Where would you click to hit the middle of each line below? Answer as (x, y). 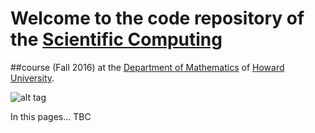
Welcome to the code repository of (157, 18)
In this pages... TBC (51, 116)
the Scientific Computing (116, 39)
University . (32, 78)
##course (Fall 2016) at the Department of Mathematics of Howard (147, 67)
